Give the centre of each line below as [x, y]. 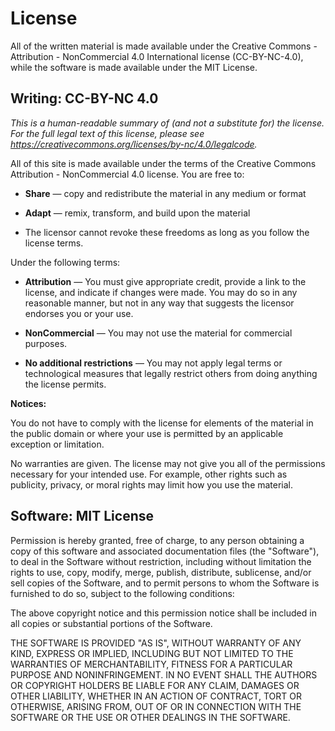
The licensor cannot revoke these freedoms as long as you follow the [167, 232]
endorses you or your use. [79, 313]
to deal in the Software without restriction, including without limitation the [161, 561]
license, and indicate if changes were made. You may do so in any [161, 292]
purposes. [46, 343]
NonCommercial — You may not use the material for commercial [158, 333]
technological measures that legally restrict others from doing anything [171, 373]
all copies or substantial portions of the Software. [111, 623]
